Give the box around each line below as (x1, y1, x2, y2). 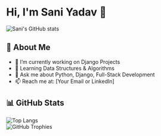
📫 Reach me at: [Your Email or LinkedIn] (14, 78, 114, 85)
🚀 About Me (6, 42, 51, 52)
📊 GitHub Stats (6, 98, 64, 108)
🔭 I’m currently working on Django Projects (14, 58, 120, 65)
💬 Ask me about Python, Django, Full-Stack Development (14, 71, 155, 78)
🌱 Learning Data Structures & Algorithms (14, 64, 115, 72)
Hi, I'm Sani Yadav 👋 (6, 5, 107, 19)
